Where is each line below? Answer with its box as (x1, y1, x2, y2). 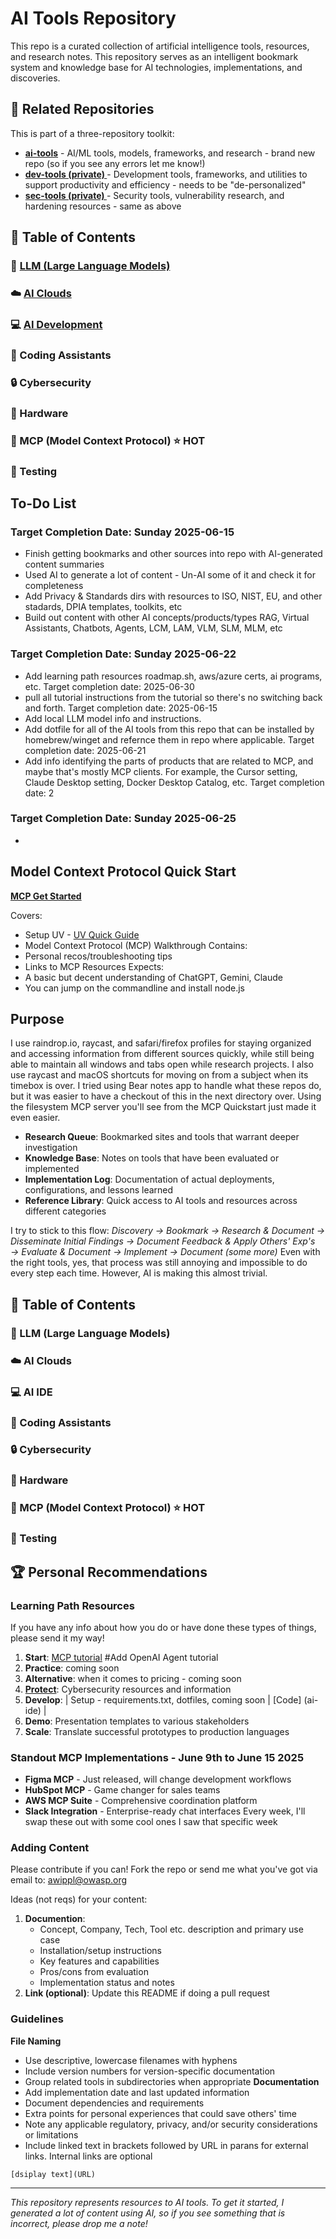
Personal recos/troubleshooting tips (24, 950, 173, 962)
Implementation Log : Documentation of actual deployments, (24, 1173, 275, 1186)
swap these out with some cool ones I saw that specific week (24, 1816, 278, 1828)
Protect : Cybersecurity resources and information (24, 1683, 232, 1695)
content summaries (24, 558, 105, 571)
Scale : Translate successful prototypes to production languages (24, 1725, 290, 1737)
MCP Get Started (10, 890, 82, 902)
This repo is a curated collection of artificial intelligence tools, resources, (10, 40, 310, 52)
